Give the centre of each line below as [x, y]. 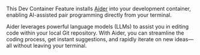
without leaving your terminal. [50, 45]
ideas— [184, 39]
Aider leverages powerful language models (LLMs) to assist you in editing [98, 27]
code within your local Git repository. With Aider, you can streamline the [95, 33]
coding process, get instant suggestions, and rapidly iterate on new [90, 39]
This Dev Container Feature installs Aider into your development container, [99, 9]
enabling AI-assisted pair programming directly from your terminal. [89, 15]
